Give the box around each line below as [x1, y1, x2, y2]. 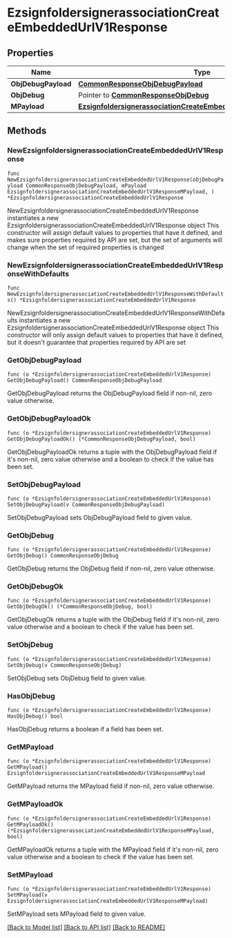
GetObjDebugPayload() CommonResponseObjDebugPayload [7, 377, 162, 384]
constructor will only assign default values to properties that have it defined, [7, 330, 224, 339]
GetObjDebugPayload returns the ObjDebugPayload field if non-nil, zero [7, 389, 213, 398]
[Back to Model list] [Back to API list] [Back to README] [7, 923, 166, 931]
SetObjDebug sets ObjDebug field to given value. [7, 673, 147, 682]
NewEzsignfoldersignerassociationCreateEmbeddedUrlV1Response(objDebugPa [7, 176, 224, 183]
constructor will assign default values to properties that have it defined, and [7, 228, 222, 236]
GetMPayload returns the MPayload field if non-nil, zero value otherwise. [7, 782, 215, 790]
